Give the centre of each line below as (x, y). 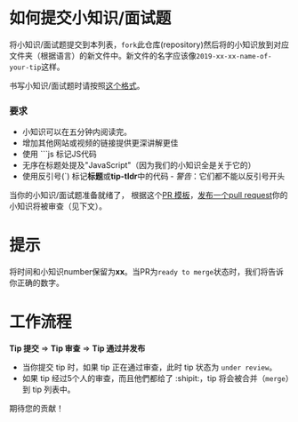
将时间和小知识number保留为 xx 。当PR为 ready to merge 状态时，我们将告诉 (147, 272)
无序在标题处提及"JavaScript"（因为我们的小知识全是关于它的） (139, 165)
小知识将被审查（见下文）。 (58, 206)
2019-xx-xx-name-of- (234, 56)
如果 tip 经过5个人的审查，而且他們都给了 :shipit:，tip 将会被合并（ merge (154, 378)
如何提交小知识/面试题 (90, 18)
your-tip (25, 68)
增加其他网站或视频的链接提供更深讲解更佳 (100, 143)
